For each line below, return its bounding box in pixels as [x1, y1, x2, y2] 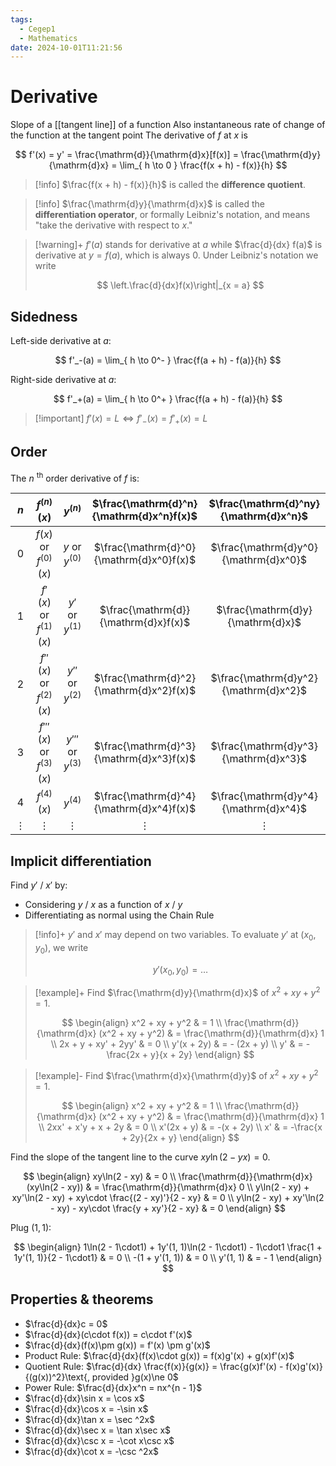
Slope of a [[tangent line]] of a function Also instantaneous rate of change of [10, 119, 326, 131]
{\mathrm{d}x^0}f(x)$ [93, 553, 197, 567]
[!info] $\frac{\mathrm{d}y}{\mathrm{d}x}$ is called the [34, 198, 265, 210]
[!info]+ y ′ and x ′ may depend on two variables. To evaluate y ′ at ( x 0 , [34, 929, 317, 943]
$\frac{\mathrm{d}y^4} [210, 789, 318, 803]
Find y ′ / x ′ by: [10, 879, 68, 891]
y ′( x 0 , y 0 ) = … [152, 963, 209, 978]
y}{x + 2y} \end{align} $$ [150, 1049, 255, 1061]
